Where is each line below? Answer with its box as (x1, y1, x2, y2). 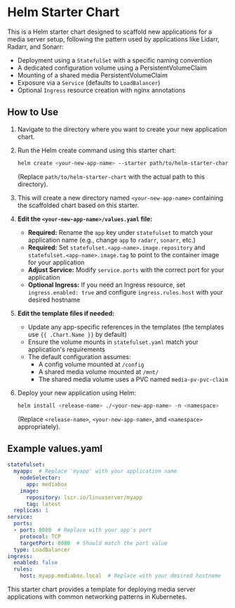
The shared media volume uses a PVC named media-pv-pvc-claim (38, 375, 229, 383)
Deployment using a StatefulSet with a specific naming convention (17, 56, 213, 64)
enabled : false (13, 560, 58, 567)
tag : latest (25, 500, 61, 507)
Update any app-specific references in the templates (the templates (27, 323, 224, 331)
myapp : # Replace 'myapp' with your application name (13, 468, 177, 475)
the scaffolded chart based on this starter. (17, 201, 139, 209)
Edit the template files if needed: (17, 309, 114, 317)
